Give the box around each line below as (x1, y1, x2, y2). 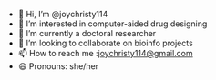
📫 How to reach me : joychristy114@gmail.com (17, 48, 193, 58)
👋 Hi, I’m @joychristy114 (17, 9, 108, 19)
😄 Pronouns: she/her (17, 61, 98, 72)
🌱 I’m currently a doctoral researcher (17, 28, 157, 38)
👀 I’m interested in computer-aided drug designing (17, 18, 208, 29)
